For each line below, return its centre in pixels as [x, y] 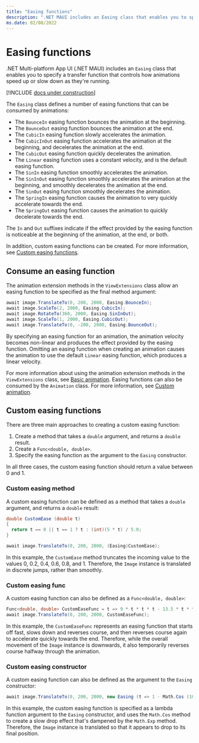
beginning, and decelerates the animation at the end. [79, 147]
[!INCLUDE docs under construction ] [51, 93]
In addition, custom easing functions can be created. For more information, [97, 246]
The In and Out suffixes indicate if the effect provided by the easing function [99, 228]
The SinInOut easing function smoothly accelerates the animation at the [102, 179]
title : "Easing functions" [39, 12]
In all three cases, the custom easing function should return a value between [99, 467]
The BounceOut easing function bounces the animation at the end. [94, 128]
